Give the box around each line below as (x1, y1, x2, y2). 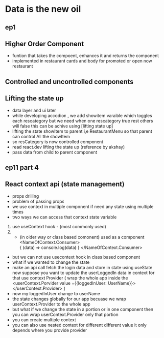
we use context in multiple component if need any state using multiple (12, 203, 154, 210)
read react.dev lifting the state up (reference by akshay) (12, 144, 125, 150)
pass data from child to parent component (12, 149, 97, 155)
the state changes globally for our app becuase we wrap (12, 296, 126, 302)
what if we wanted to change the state (12, 259, 90, 265)
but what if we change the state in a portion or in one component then (12, 306, 154, 312)
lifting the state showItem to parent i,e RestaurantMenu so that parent (12, 128, 153, 134)
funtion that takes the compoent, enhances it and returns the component (12, 53, 159, 59)
